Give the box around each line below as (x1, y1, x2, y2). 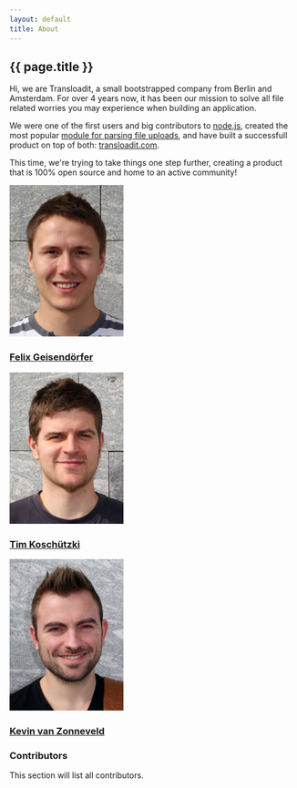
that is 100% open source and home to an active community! (9, 167, 238, 178)
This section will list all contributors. (9, 770, 144, 781)
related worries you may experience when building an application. (9, 103, 257, 114)
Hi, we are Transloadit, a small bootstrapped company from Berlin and (9, 83, 272, 95)
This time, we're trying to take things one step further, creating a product (9, 158, 283, 169)
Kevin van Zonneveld (9, 724, 105, 737)
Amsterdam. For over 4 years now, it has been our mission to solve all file (9, 93, 284, 104)
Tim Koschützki (9, 537, 80, 550)
